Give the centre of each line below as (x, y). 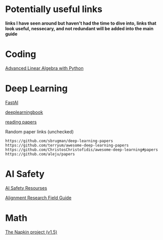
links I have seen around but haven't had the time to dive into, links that (81, 23)
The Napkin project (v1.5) (31, 232)
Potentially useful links (54, 9)
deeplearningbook (24, 112)
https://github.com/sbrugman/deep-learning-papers (59, 141)
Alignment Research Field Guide (38, 198)
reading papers (21, 122)
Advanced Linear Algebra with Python (44, 68)
